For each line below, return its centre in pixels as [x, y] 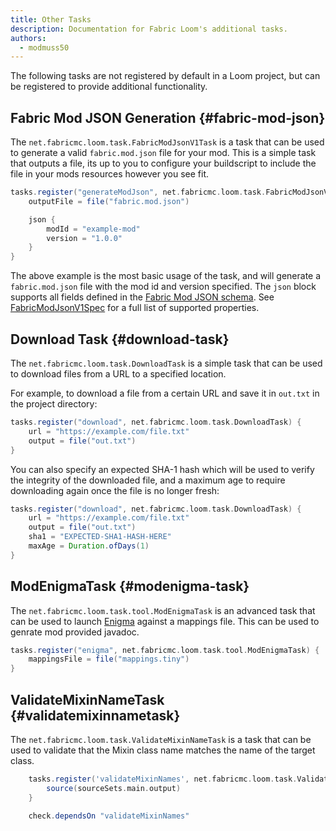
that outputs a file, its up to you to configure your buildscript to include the [163, 163]
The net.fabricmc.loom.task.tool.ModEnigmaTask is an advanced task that [163, 610]
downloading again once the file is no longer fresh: [115, 490]
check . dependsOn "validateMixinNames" [109, 816]
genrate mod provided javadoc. [75, 632]
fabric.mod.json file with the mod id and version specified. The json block [163, 287]
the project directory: [54, 404]
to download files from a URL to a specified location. [118, 374]
